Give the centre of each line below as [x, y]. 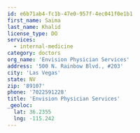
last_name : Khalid [34, 27]
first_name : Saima [34, 20]
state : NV [22, 79]
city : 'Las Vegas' [34, 72]
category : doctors [34, 53]
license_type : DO [33, 33]
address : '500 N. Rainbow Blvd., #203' [65, 66]
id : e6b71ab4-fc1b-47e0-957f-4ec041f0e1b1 [70, 14]
